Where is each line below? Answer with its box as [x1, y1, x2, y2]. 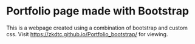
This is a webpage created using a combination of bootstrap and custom [6, 24, 188, 31]
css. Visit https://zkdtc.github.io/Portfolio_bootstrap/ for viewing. [6, 30, 168, 37]
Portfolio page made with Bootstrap [6, 4, 190, 18]
